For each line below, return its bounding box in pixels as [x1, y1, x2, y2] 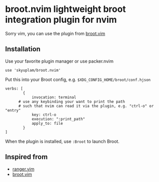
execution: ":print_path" [31, 116, 85, 121]
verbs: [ [5, 86, 23, 91]
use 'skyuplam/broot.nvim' [5, 68, 61, 73]
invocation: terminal [31, 94, 77, 100]
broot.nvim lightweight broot [5, 3, 126, 15]
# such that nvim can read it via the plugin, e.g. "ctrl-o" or [18, 103, 154, 108]
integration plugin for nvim [5, 14, 117, 25]
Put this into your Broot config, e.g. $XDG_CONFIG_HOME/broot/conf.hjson [5, 76, 151, 83]
